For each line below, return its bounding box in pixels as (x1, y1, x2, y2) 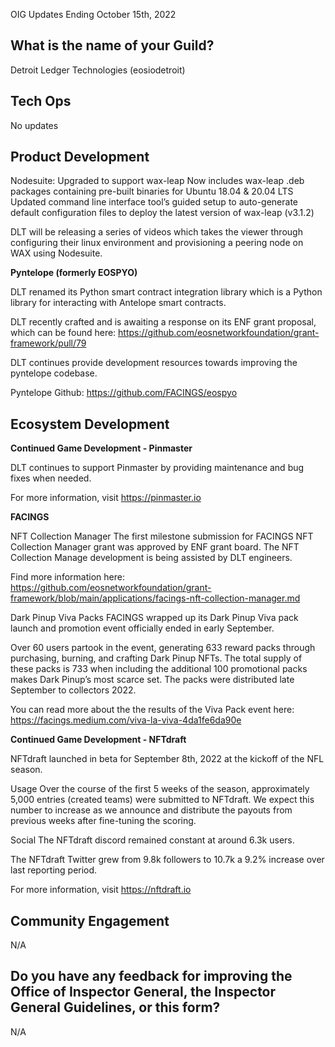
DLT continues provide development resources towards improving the (10, 357, 298, 369)
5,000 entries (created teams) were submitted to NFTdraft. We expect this (10, 794, 315, 806)
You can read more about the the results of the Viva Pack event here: (10, 704, 295, 716)
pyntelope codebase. (10, 367, 98, 379)
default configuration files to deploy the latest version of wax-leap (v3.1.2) (10, 207, 315, 219)
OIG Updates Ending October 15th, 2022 (10, 9, 177, 20)
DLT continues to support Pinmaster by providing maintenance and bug (10, 462, 305, 474)
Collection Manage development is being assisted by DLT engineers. (10, 552, 293, 564)
